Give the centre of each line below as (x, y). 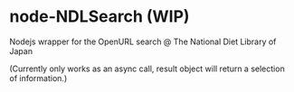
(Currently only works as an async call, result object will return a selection (147, 69)
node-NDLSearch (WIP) (100, 17)
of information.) (38, 78)
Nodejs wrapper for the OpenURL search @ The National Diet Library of (143, 41)
